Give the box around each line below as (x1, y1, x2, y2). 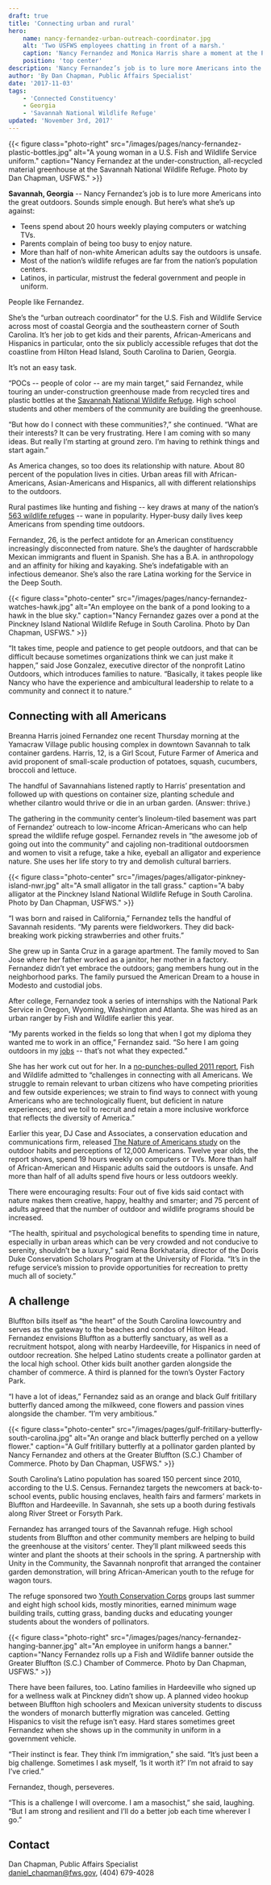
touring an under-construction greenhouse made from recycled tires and (8, 386, 250, 396)
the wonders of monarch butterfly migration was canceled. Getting (8, 1708, 230, 1717)
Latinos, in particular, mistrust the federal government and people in (19, 273, 246, 282)
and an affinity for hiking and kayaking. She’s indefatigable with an (8, 560, 229, 570)
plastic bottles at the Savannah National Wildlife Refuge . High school (8, 395, 236, 405)
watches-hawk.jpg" (8, 601, 74, 611)
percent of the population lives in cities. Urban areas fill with (8, 469, 208, 479)
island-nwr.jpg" (8, 880, 60, 890)
